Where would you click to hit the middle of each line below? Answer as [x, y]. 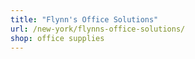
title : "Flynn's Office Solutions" [84, 19]
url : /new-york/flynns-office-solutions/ [98, 29]
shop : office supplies [57, 38]
